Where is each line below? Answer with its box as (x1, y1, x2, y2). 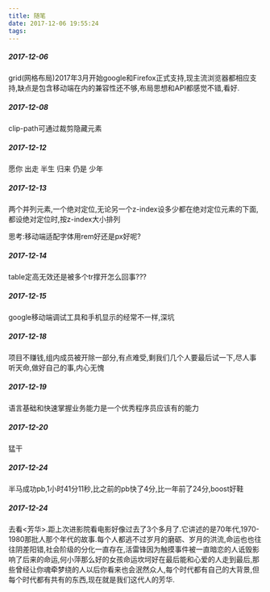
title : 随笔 (8, 11, 46, 20)
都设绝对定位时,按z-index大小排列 (8, 215, 121, 225)
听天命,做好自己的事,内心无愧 (8, 363, 105, 372)
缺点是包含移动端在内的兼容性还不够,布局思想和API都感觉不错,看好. (17, 83, 240, 93)
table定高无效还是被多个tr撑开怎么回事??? (8, 272, 147, 282)
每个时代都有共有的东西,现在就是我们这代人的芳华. (8, 575, 176, 585)
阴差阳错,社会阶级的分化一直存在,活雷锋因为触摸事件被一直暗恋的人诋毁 (15, 544, 253, 554)
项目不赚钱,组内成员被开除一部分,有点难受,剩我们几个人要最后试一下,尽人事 (8, 353, 257, 363)
